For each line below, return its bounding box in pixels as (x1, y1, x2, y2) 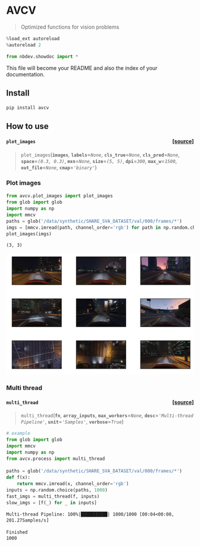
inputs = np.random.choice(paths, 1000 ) (6, 487, 108, 493)
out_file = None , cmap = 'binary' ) (20, 164, 97, 171)
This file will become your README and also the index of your (6, 64, 158, 72)
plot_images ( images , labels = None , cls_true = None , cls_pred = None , (20, 151, 180, 158)
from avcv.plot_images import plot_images (6, 193, 113, 199)
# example (6, 431, 31, 437)
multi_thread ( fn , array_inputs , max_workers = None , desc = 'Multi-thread (20, 412, 193, 419)
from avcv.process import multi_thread (6, 455, 105, 462)
